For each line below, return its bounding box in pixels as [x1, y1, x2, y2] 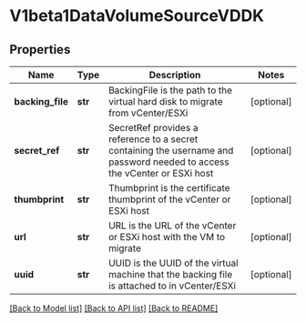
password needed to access [107, 156, 229, 168]
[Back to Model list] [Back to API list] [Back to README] [9, 303, 219, 314]
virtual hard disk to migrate [107, 96, 223, 107]
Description [148, 69, 201, 81]
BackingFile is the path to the [107, 84, 233, 96]
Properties [9, 42, 71, 57]
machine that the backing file [107, 268, 233, 280]
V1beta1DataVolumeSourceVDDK [9, 5, 264, 26]
